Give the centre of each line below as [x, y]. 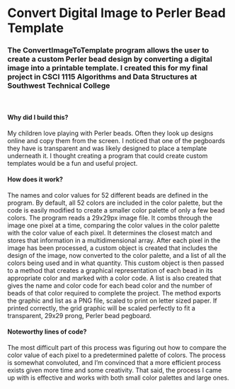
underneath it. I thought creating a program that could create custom [108, 156]
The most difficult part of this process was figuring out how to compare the [117, 348]
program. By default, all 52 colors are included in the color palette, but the [115, 203]
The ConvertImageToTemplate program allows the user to [108, 50]
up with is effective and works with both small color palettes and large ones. [118, 378]
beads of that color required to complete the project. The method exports [114, 293]
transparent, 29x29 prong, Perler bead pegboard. [80, 315]
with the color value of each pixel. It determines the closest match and [110, 232]
